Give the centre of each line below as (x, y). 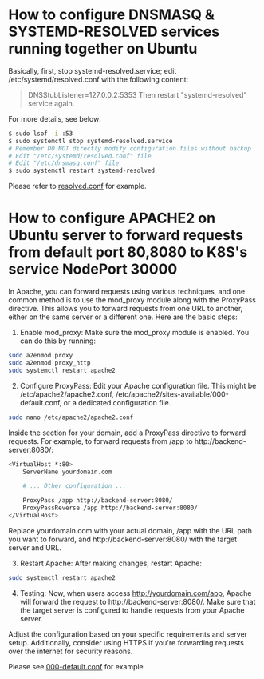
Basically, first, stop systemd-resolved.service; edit (93, 70)
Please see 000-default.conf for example (76, 666)
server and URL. (35, 547)
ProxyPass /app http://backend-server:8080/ (98, 501)
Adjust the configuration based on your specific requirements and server (128, 634)
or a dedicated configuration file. (117, 402)
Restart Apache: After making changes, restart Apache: (110, 563)
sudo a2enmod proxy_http (49, 363)
